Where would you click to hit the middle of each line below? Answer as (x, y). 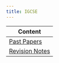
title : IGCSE (22, 11)
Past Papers (25, 41)
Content (29, 31)
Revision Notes (30, 51)
